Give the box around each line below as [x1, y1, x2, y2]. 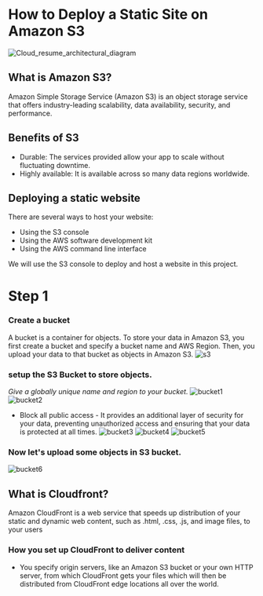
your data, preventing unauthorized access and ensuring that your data [19, 419, 250, 429]
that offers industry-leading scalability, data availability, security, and [8, 100, 231, 109]
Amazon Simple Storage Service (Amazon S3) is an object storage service [8, 92, 249, 101]
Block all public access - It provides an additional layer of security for [19, 411, 244, 420]
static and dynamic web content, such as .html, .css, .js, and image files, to [8, 517, 250, 526]
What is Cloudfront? [8, 487, 109, 500]
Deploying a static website [8, 191, 141, 205]
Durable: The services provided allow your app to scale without [19, 152, 225, 162]
